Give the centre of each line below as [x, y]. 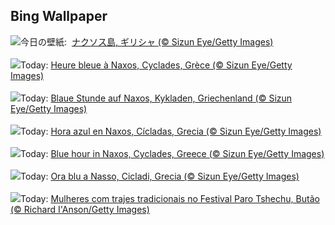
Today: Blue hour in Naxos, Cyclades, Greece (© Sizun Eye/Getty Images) [172, 153]
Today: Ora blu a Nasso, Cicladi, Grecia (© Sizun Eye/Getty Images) [160, 176]
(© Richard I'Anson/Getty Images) [80, 209]
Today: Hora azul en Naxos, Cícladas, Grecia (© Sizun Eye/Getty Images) [171, 131]
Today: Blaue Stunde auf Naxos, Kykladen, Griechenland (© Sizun [156, 98]
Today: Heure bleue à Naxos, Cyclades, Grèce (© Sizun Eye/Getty [156, 65]
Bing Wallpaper [59, 16]
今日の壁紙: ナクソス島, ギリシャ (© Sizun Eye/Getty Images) [147, 41]
